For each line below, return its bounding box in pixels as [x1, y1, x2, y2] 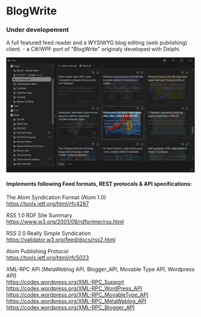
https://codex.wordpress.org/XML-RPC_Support [6, 278, 124, 285]
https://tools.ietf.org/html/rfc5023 [6, 253, 89, 261]
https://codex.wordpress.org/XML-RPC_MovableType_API [6, 291, 148, 298]
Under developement [6, 26, 69, 34]
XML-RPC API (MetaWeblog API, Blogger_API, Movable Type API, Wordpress [6, 265, 195, 273]
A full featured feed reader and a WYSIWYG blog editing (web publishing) [6, 39, 187, 46]
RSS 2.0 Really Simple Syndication [6, 230, 91, 237]
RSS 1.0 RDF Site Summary [6, 212, 73, 219]
